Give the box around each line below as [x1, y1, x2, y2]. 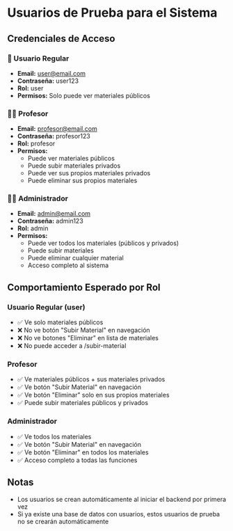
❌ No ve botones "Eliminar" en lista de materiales [17, 334, 159, 342]
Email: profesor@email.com [17, 125, 97, 133]
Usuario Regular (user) [7, 302, 86, 312]
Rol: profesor [17, 139, 56, 148]
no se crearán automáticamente [17, 517, 109, 525]
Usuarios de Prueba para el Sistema [7, 5, 218, 21]
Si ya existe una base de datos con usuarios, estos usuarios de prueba [17, 509, 220, 518]
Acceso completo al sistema [27, 261, 109, 269]
